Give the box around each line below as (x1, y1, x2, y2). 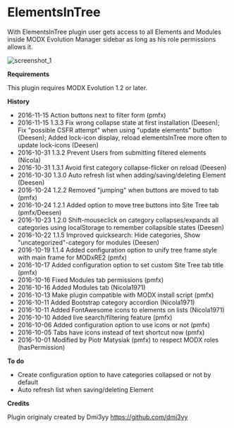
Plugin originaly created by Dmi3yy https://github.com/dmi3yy (7, 412, 188, 421)
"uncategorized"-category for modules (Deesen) (17, 238, 160, 247)
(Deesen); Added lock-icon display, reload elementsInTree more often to (17, 133, 228, 142)
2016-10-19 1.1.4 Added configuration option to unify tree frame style (17, 245, 217, 254)
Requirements (7, 70, 50, 78)
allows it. (7, 42, 33, 51)
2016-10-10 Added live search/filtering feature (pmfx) (17, 313, 173, 322)
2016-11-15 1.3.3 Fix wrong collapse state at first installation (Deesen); (17, 118, 220, 127)
